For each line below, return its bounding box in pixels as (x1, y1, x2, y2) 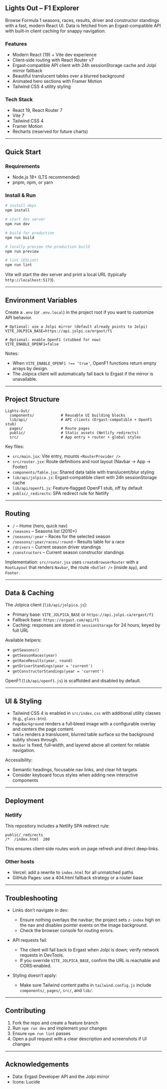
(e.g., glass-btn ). (12, 715, 48, 721)
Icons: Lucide (12, 1079, 40, 1085)
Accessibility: (5, 757, 33, 763)
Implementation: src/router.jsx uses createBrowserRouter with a (5, 559, 139, 565)
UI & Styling (5, 697, 42, 705)
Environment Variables (5, 296, 78, 304)
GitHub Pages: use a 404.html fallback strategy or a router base (12, 875, 143, 881)
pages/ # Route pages (9, 426, 90, 431)
